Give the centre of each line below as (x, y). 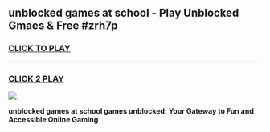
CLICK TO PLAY (39, 49)
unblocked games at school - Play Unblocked (124, 13)
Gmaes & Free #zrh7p (63, 26)
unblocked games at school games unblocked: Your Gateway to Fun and (131, 110)
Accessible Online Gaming (53, 119)
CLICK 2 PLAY (36, 78)
